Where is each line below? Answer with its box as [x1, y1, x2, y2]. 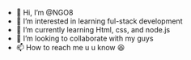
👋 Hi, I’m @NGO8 [15, 8, 74, 17]
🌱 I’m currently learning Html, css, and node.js [15, 25, 171, 34]
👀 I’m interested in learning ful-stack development [15, 16, 183, 26]
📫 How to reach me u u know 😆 [15, 43, 125, 52]
